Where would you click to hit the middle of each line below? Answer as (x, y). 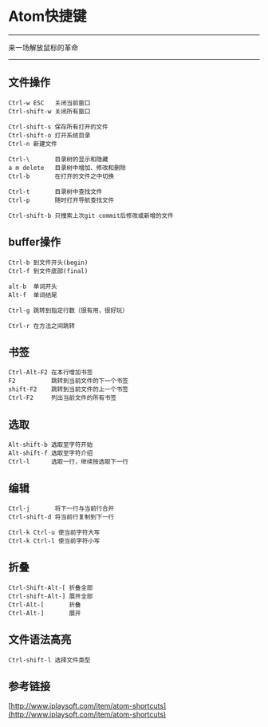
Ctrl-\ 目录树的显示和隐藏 (59, 159)
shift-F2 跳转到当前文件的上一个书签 (69, 389)
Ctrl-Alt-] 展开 (45, 613)
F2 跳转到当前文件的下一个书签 (69, 381)
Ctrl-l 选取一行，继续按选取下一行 (69, 462)
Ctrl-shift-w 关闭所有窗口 (49, 111)
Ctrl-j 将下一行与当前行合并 (61, 508)
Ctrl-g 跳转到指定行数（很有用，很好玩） (69, 310)
